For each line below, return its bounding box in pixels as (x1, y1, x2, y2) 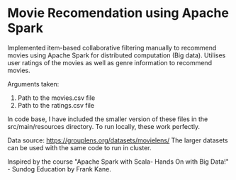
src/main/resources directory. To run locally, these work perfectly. (7, 122, 201, 130)
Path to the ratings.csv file (17, 101, 94, 109)
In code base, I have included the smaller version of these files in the (7, 115, 208, 123)
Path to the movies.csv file (17, 94, 96, 102)
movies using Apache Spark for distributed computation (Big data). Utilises (7, 51, 226, 60)
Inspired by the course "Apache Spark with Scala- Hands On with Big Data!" (7, 157, 229, 166)
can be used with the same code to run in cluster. (7, 143, 152, 152)
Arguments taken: (7, 79, 60, 88)
